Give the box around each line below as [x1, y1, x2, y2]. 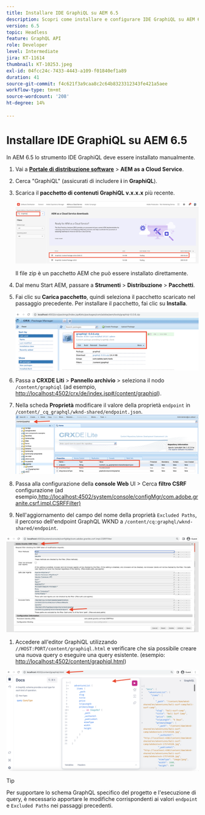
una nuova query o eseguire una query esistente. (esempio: [15, 652, 165, 659]
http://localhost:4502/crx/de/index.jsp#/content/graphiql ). [15, 389, 162, 397]
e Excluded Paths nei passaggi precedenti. [6, 802, 113, 810]
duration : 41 [6, 74, 40, 81]
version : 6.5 [6, 23, 40, 29]
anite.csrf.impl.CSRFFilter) [15, 499, 81, 506]
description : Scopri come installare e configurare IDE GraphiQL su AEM [6, 16, 195, 23]
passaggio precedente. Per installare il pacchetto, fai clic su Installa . [15, 300, 188, 307]
